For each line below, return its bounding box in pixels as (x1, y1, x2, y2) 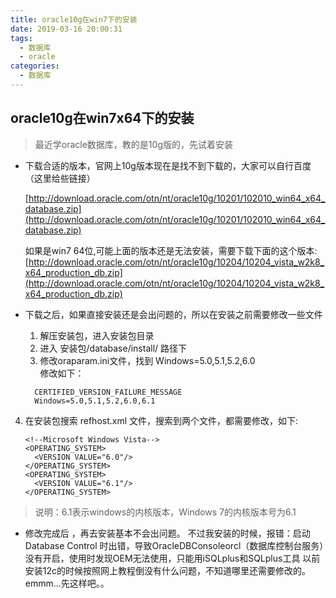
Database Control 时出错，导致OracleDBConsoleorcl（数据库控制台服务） (24, 539, 325, 551)
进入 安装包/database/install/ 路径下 (39, 342, 188, 354)
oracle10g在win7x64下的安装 (10, 110, 195, 127)
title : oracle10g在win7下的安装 (10, 14, 138, 25)
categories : (10, 61, 60, 71)
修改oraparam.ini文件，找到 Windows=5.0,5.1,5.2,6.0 (39, 354, 256, 366)
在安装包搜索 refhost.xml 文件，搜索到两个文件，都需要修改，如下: (24, 414, 299, 426)
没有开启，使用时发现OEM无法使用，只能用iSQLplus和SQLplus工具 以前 (24, 552, 321, 564)
